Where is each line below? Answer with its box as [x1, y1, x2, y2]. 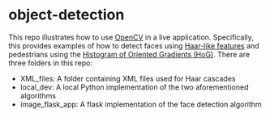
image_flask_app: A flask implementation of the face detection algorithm [19, 99, 262, 109]
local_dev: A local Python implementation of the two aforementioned [19, 82, 249, 92]
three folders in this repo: [8, 58, 93, 68]
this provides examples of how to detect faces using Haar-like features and [8, 40, 259, 50]
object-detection [8, 6, 125, 24]
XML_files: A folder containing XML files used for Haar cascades [19, 73, 236, 83]
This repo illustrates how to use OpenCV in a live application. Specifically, [8, 32, 254, 42]
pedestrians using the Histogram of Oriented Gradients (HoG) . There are [8, 49, 250, 59]
